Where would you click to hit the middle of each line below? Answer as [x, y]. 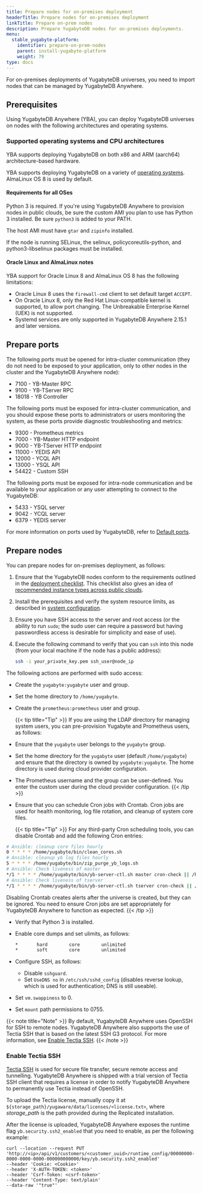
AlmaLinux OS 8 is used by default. [50, 179]
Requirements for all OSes [40, 193]
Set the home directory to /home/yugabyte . [67, 696]
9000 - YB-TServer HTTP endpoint [58, 445]
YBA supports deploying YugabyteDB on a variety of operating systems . [96, 172]
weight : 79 [31, 57]
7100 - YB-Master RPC [43, 384]
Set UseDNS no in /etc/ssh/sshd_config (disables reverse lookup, [103, 980]
